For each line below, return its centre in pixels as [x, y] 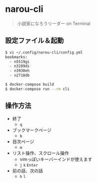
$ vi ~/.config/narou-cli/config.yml [44, 52]
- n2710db [20, 75]
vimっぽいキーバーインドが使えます [56, 159]
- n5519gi [20, 61]
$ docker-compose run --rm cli [37, 89]
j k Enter [29, 165]
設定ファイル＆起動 [34, 41]
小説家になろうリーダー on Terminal [54, 23]
